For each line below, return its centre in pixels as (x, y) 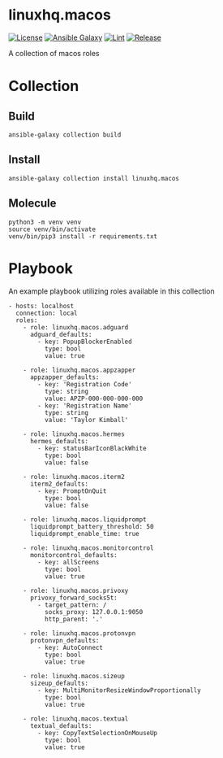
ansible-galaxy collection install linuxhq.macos (94, 178)
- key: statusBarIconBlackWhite (92, 448)
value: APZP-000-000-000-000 (94, 399)
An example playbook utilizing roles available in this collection (111, 291)
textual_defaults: (61, 725)
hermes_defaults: (59, 441)
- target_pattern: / (72, 605)
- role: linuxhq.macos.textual (76, 719)
